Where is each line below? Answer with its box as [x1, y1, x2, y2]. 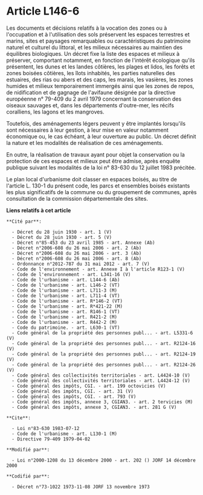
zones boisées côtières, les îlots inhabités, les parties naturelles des [6, 69, 175, 76]
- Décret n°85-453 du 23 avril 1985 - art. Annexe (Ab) [11, 240, 155, 246]
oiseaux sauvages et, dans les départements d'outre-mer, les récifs [6, 101, 174, 109]
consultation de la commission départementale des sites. [6, 195, 148, 202]
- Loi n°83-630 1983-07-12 [11, 425, 80, 431]
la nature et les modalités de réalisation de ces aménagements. [6, 139, 164, 146]
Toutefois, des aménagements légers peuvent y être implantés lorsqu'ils [6, 120, 186, 127]
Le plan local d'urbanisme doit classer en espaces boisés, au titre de [6, 175, 177, 183]
